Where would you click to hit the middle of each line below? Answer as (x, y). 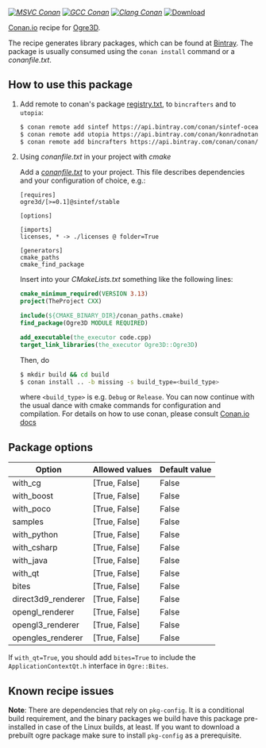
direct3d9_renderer (49, 600)
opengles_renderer (48, 638)
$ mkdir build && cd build (64, 374)
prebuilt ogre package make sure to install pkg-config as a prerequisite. (125, 735)
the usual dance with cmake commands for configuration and (120, 406)
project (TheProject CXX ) (61, 302)
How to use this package (71, 85)
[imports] (36, 230)
